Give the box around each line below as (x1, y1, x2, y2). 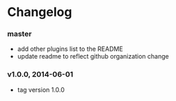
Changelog (7, 4, 72, 20)
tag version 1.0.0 (17, 85, 65, 94)
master (7, 29, 32, 39)
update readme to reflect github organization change (17, 52, 169, 61)
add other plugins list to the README (17, 45, 123, 53)
